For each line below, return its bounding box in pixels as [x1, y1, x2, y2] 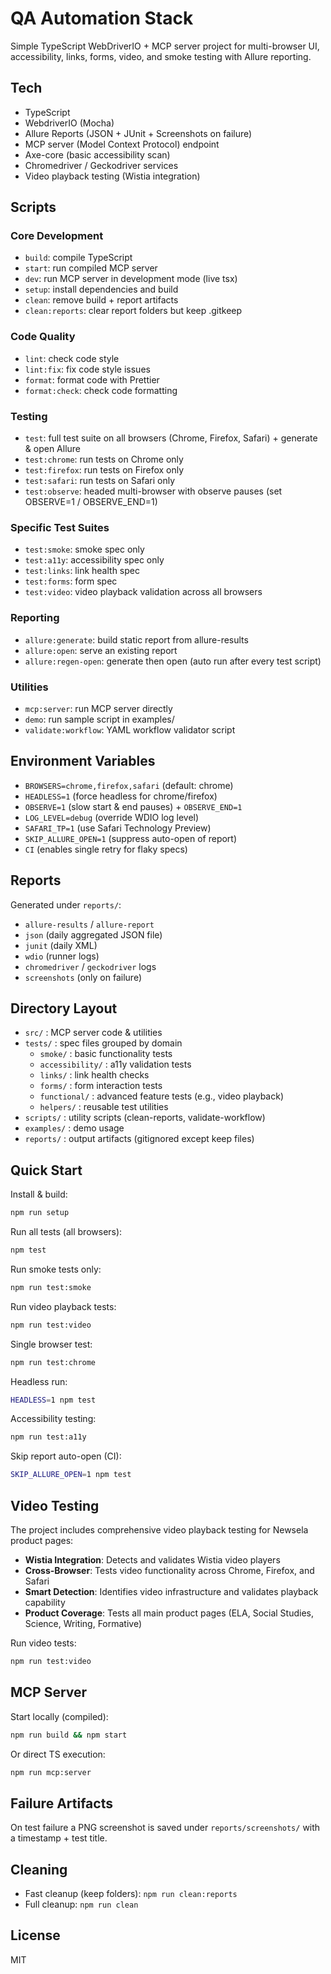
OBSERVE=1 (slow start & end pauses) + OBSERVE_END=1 [24, 800, 243, 812]
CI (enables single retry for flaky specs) [24, 843, 188, 855]
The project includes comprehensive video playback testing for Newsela [10, 1523, 309, 1536]
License [10, 1927, 61, 1944]
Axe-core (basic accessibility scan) [24, 148, 171, 161]
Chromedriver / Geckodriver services [24, 159, 179, 171]
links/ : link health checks [39, 1069, 150, 1081]
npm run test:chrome [10, 1357, 97, 1367]
